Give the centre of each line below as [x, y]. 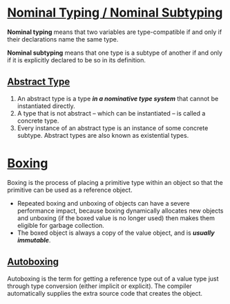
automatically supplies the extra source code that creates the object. [105, 293]
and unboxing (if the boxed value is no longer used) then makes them [116, 218]
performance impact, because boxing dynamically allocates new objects [120, 211]
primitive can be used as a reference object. [70, 190]
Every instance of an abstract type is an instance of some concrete [113, 128]
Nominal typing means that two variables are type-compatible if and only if [115, 32]
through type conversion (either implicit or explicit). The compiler [99, 286]
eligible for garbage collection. [61, 225]
